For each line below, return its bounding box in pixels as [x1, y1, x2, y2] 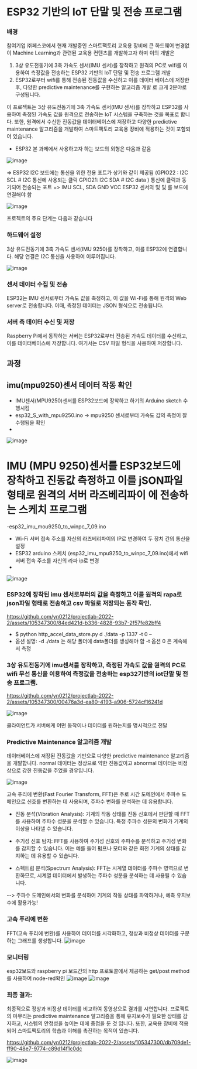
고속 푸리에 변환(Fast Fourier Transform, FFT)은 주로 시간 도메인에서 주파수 [6, 791, 181, 798]
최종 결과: [6, 991, 33, 999]
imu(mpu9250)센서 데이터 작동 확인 [6, 380, 132, 390]
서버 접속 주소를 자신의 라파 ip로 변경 [15, 557, 99, 564]
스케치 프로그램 [18, 503, 87, 516]
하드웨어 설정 [6, 231, 42, 239]
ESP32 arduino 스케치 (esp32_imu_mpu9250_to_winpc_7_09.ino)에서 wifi [15, 549, 189, 556]
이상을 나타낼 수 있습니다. [15, 825, 74, 832]
